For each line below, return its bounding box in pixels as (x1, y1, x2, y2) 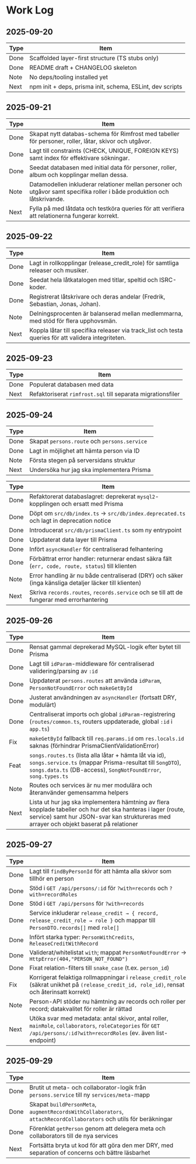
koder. (29, 283, 47, 291)
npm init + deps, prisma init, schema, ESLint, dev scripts (29, 83, 183, 91)
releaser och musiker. (29, 266, 89, 274)
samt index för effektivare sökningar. (29, 153, 130, 162)
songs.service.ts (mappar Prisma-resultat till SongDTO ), (29, 759, 181, 767)
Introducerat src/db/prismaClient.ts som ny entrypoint (29, 526, 182, 535)
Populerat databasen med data (29, 381, 114, 389)
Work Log (6, 4, 54, 17)
